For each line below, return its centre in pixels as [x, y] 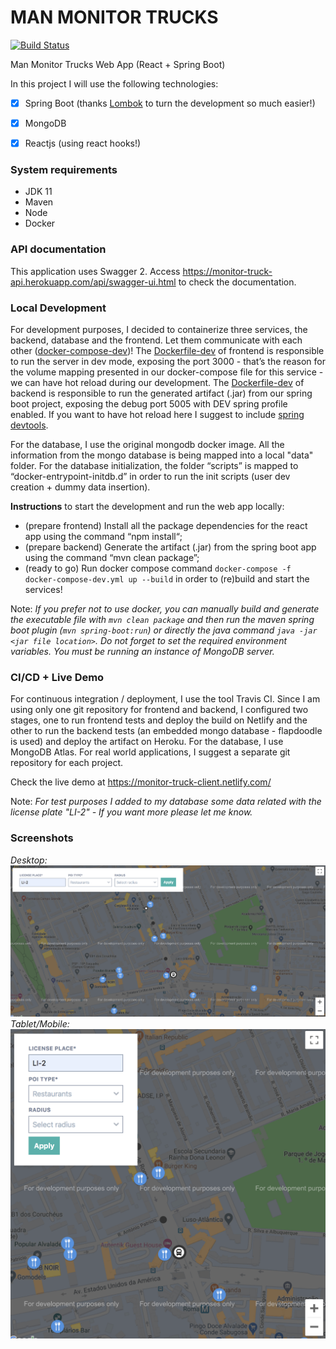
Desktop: [29, 860]
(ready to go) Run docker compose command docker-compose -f [158, 568]
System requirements [64, 170]
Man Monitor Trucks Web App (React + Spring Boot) [118, 64]
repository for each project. [66, 763]
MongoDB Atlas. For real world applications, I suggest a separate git [150, 752]
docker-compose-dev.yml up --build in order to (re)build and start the [167, 579]
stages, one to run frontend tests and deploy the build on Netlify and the [159, 720]
